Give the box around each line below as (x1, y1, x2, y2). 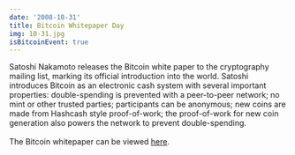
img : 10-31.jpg (9, 29, 65, 38)
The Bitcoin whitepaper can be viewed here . (9, 137, 170, 147)
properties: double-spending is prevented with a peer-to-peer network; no (9, 90, 280, 100)
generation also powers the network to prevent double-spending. (9, 118, 247, 129)
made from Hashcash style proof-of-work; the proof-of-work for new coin (9, 108, 279, 119)
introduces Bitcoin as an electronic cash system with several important (9, 80, 267, 91)
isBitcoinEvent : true (9, 37, 89, 47)
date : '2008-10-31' (9, 12, 81, 22)
